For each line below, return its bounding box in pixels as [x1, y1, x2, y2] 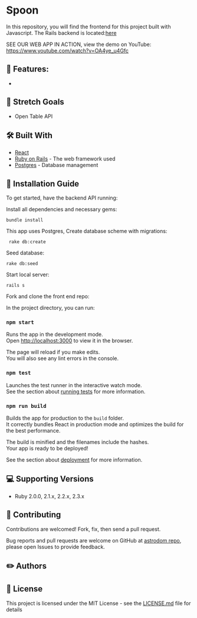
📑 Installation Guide [6, 178, 80, 189]
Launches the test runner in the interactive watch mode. [6, 381, 143, 388]
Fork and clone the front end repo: [6, 293, 90, 300]
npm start [6, 319, 34, 326]
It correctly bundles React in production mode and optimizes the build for [6, 421, 184, 428]
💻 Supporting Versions [6, 474, 94, 484]
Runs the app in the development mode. [6, 331, 103, 338]
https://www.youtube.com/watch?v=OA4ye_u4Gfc [6, 47, 129, 54]
